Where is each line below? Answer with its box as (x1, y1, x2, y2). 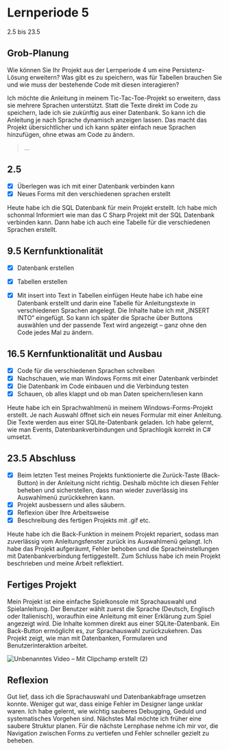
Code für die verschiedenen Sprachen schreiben (16, 366, 156, 374)
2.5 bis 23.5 (7, 28, 40, 36)
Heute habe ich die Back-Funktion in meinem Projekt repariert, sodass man (7, 530, 219, 538)
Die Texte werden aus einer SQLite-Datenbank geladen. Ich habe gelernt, (7, 418, 214, 426)
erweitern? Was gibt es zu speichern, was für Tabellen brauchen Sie (29, 73, 223, 81)
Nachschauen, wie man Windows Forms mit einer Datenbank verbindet (16, 374, 218, 383)
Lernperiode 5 (7, 5, 89, 21)
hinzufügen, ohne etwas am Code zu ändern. (7, 130, 135, 138)
